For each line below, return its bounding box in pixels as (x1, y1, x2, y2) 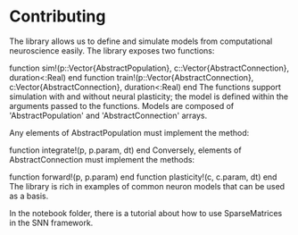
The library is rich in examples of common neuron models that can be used (9, 180, 286, 191)
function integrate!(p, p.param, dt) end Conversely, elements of (9, 145, 243, 155)
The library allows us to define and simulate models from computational (9, 36, 273, 46)
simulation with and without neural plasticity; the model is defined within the (9, 91, 288, 102)
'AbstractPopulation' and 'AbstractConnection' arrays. (9, 110, 208, 121)
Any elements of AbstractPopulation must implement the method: (9, 127, 250, 138)
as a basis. (9, 190, 49, 201)
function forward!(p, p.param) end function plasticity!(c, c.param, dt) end (9, 172, 277, 182)
